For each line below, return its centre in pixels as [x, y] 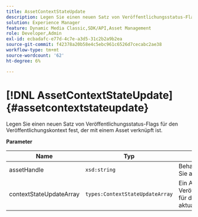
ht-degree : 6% [24, 61]
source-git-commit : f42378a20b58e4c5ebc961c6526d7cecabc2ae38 [84, 45]
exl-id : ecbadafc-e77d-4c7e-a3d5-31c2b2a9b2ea [64, 39]
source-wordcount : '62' [35, 55]
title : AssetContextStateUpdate [46, 11]
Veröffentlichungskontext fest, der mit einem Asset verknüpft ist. [85, 130]
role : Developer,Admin [34, 34]
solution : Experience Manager [43, 22]
